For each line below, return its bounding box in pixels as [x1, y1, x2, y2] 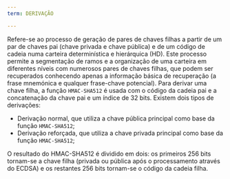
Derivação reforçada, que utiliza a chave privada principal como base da [17, 129, 224, 137]
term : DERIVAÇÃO [7, 10, 54, 17]
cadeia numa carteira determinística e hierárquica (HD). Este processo [7, 50, 207, 58]
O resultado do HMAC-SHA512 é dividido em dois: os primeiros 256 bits [7, 149, 211, 158]
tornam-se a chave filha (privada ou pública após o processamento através [7, 156, 220, 165]
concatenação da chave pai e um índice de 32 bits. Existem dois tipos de [7, 94, 214, 102]
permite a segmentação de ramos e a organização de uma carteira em [7, 56, 207, 65]
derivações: [7, 101, 41, 109]
